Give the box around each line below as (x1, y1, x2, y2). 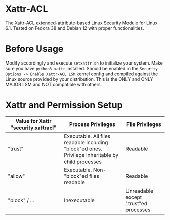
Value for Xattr (15, 117, 52, 124)
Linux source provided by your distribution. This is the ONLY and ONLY (5, 76, 153, 82)
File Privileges (126, 120, 162, 128)
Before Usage (5, 43, 64, 55)
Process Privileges (69, 120, 115, 128)
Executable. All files (64, 133, 110, 140)
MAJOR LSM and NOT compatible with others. (5, 81, 102, 87)
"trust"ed (125, 200, 148, 207)
